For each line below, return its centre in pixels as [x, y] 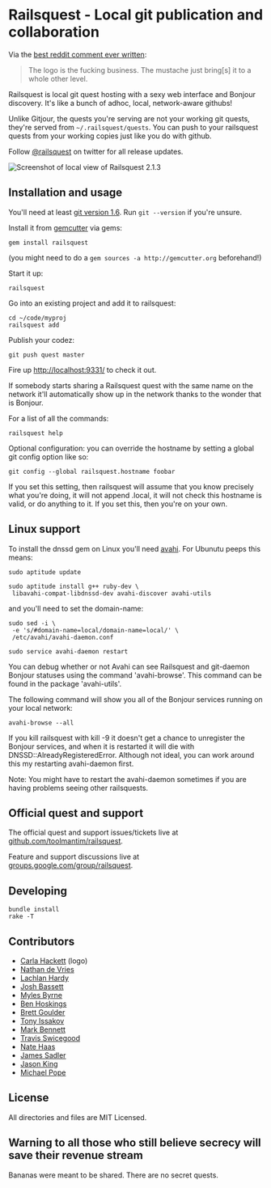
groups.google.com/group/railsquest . [71, 865]
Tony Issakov [42, 1021]
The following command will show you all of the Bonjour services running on [135, 699]
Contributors [42, 941]
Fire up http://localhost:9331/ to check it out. [83, 370]
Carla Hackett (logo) [54, 961]
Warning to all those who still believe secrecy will [135, 1143]
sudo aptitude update [45, 572]
